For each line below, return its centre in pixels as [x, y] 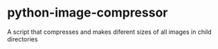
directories [22, 39]
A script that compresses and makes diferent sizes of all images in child [110, 32]
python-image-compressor [88, 13]
